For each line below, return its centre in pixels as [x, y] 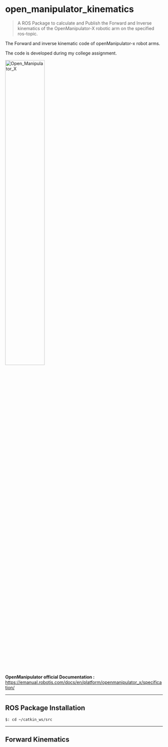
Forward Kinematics [37, 740]
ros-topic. [27, 34]
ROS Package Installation [45, 708]
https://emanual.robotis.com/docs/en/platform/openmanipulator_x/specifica [83, 682]
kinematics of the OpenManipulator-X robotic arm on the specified [86, 28]
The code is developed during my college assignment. [61, 53]
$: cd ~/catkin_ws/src [29, 719]
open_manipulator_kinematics [69, 9]
